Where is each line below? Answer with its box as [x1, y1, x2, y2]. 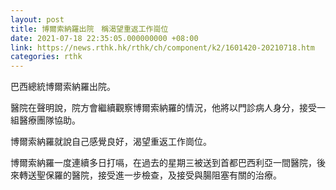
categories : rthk [10, 52, 83, 62]
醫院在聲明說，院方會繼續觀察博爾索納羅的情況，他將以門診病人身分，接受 [10, 102, 317, 114]
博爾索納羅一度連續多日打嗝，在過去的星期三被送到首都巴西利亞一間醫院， [10, 157, 317, 169]
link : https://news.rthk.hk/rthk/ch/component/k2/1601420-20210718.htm [10, 42, 315, 53]
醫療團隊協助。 [18, 114, 81, 126]
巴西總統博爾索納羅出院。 [10, 81, 116, 93]
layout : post [10, 14, 65, 25]
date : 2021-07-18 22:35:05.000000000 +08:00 [10, 33, 199, 43]
